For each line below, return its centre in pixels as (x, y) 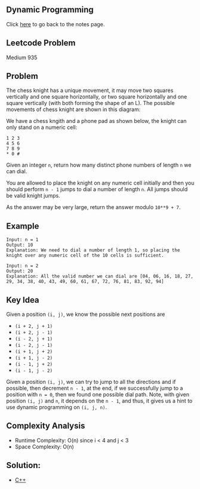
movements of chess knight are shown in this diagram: (73, 109)
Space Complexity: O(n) (44, 447)
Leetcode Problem (41, 43)
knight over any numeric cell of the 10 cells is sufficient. (85, 256)
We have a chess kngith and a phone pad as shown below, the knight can (96, 121)
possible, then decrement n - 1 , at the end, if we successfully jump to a (95, 388)
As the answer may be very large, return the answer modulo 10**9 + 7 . (93, 207)
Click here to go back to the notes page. (56, 24)
